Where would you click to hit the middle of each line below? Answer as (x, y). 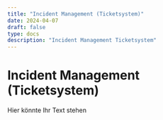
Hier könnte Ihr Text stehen (47, 110)
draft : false (27, 27)
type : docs (23, 34)
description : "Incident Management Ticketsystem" (82, 40)
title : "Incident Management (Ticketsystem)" (75, 14)
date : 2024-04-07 (33, 21)
